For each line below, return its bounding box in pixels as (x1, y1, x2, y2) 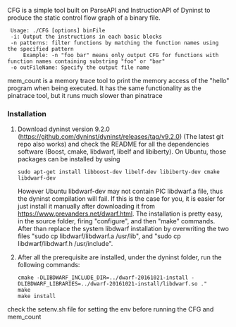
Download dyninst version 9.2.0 (17, 125, 111, 133)
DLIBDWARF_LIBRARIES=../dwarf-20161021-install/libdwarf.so (17, 280, 198, 288)
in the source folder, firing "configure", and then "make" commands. (17, 217, 216, 226)
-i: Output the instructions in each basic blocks (10, 33, 162, 40)
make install (17, 292, 56, 300)
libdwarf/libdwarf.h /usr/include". (17, 240, 113, 248)
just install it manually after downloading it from (17, 202, 155, 211)
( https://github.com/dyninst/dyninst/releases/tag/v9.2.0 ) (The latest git (17, 132, 224, 141)
